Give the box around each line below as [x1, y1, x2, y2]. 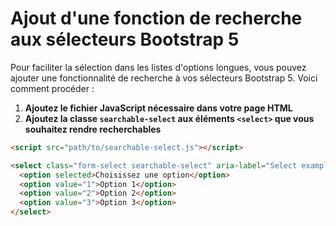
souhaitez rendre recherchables [24, 123, 162, 135]
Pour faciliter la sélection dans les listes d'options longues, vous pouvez [10, 61, 307, 73]
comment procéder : [10, 82, 95, 94]
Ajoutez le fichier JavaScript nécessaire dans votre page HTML [24, 102, 293, 114]
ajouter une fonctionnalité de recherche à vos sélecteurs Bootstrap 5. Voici [10, 72, 318, 84]
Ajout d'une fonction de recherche [10, 7, 303, 30]
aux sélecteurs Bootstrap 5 [10, 28, 240, 51]
